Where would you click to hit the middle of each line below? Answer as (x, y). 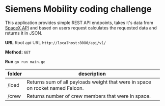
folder (15, 74)
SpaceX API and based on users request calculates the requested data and (81, 27)
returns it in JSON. (24, 33)
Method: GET (18, 52)
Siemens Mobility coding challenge (79, 9)
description (92, 74)
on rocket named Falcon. (55, 88)
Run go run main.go (25, 61)
